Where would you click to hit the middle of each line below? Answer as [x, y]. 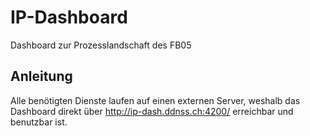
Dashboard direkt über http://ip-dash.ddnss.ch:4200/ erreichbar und [152, 111]
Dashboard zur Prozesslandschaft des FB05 [101, 45]
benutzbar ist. [39, 122]
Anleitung [41, 76]
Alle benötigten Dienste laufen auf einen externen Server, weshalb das [155, 100]
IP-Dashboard [69, 17]
